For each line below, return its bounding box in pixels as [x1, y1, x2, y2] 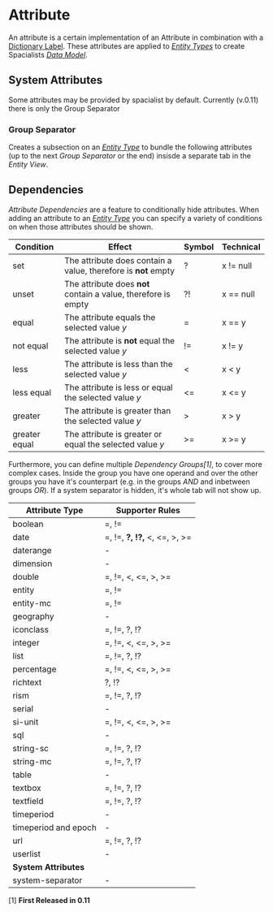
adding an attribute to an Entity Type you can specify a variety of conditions [8, 213, 262, 223]
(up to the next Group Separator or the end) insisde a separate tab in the [8, 151, 252, 161]
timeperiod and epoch [12, 822, 97, 833]
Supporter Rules [115, 504, 180, 516]
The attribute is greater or [63, 428, 162, 439]
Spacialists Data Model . [8, 50, 88, 59]
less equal [12, 387, 51, 398]
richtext [12, 676, 42, 688]
